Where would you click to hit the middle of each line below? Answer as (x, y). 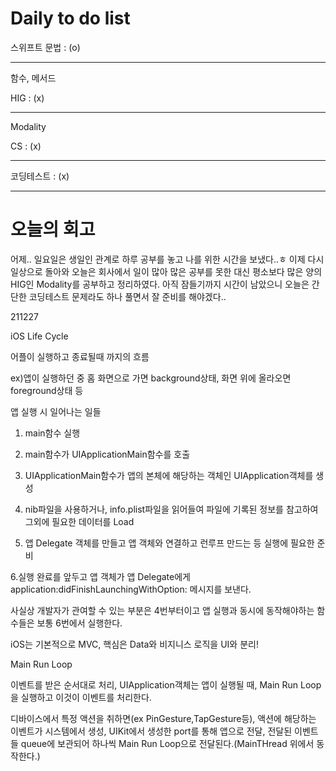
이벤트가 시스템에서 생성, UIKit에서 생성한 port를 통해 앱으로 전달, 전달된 (151, 731)
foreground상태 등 (47, 390)
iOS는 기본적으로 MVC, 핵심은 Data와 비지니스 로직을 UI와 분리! (134, 644)
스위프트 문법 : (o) (45, 47)
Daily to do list (70, 18)
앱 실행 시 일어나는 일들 (56, 411)
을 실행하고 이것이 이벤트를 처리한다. (81, 697)
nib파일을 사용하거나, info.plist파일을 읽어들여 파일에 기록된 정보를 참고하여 (171, 509)
